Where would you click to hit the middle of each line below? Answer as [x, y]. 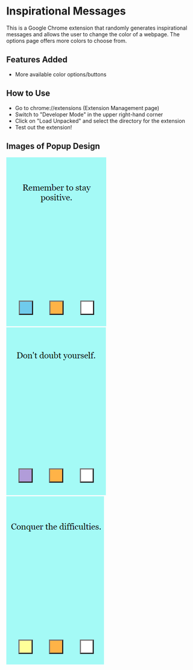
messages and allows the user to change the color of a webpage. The [93, 34]
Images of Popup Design [53, 146]
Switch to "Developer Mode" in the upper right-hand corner [89, 114]
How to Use [28, 93]
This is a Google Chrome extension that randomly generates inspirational [97, 28]
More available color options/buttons [61, 74]
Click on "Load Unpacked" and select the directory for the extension [100, 121]
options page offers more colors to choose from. [67, 41]
